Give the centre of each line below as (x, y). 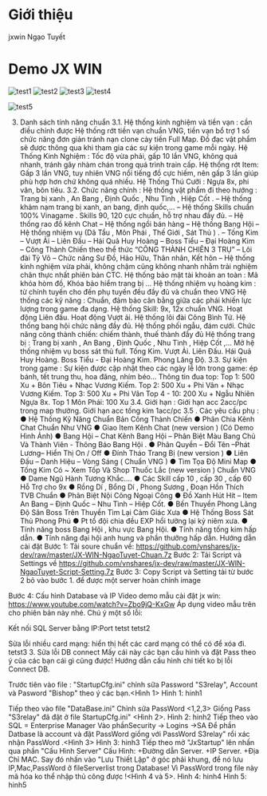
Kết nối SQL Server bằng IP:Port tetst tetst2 (79, 628)
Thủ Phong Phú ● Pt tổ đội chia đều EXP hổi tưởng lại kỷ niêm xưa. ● (134, 521)
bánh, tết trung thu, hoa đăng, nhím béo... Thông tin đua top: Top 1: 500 (137, 376)
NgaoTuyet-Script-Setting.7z (67, 572)
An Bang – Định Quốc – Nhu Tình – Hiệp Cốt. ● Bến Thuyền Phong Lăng (138, 504)
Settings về (38, 563)
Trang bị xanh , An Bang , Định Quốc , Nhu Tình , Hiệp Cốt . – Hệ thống (135, 198)
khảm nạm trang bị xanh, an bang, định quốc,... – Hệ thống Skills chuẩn (137, 207)
